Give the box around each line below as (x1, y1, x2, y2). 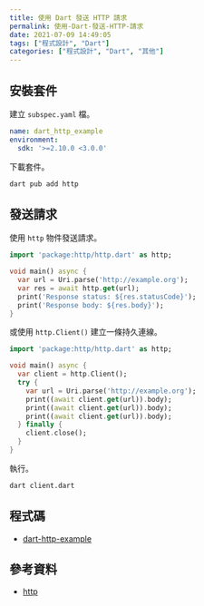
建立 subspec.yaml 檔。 (9, 108, 95, 119)
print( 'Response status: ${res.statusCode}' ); (17, 292, 197, 301)
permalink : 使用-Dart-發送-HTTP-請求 (9, 22, 144, 31)
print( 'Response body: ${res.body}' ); (17, 300, 165, 309)
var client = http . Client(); (17, 369, 128, 379)
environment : (9, 135, 59, 144)
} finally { (17, 420, 63, 429)
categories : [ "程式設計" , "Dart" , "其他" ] (9, 47, 164, 56)
